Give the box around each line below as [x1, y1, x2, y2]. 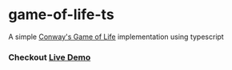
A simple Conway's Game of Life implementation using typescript [8, 32, 224, 41]
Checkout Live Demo [8, 52, 91, 63]
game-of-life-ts [8, 6, 114, 24]
